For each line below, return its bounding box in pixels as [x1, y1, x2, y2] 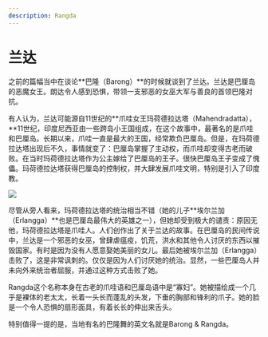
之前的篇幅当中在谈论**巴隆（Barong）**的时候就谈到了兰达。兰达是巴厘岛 [8, 77, 256, 86]
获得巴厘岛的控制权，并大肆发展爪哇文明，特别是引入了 [63, 163, 246, 172]
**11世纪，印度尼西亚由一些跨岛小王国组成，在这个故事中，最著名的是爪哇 [8, 123, 254, 133]
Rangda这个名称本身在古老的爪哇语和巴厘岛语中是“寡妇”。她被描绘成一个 [8, 282, 250, 291]
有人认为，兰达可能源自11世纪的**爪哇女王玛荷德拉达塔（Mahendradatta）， [8, 113, 257, 123]
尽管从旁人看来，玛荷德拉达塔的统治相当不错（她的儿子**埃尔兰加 [8, 205, 226, 215]
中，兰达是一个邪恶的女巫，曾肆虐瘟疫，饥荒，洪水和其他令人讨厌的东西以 [8, 235, 253, 244]
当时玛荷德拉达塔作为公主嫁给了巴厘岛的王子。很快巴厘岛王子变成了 [29, 153, 253, 163]
